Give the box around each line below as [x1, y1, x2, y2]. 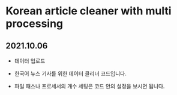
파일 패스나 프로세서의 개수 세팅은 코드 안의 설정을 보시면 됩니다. [14, 82, 165, 90]
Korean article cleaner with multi [5, 4, 172, 18]
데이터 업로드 [14, 57, 46, 64]
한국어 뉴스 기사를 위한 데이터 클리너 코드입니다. [14, 70, 127, 77]
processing [5, 17, 64, 30]
